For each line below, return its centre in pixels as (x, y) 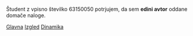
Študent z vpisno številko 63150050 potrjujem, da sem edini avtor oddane (97, 9)
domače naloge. (26, 15)
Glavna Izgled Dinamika (35, 27)
